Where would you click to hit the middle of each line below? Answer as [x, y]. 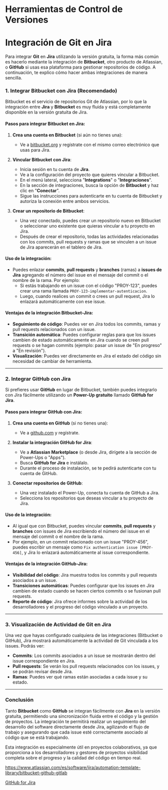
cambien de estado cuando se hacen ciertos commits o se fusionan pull [86, 590]
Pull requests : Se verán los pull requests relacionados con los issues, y [86, 666]
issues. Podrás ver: [25, 646]
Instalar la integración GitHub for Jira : [52, 442]
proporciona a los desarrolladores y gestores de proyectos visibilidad [76, 752]
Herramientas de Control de [64, 9]
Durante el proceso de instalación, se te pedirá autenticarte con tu [88, 468]
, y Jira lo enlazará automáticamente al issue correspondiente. [86, 552]
